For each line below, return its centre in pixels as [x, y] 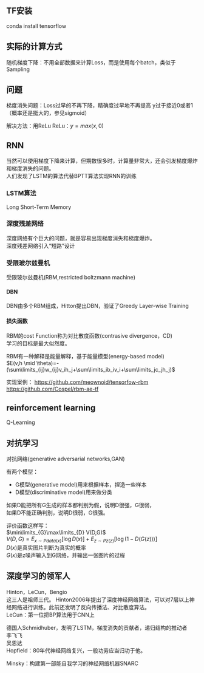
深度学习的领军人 [38, 576]
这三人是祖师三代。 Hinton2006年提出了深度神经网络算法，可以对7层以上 [98, 600]
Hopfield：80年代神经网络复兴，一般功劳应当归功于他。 [76, 650]
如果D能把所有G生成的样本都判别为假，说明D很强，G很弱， [81, 505]
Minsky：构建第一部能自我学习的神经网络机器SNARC [72, 663]
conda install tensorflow [36, 26]
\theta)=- [48, 363]
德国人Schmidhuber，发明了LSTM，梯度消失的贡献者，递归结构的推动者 [97, 627]
